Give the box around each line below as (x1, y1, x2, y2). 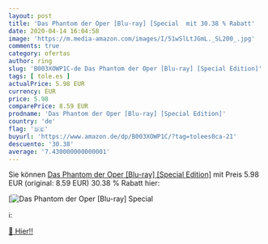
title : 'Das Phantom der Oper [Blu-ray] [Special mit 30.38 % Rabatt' (8, 19, 255, 28)
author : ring (8, 58, 53, 66)
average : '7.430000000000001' (8, 148, 111, 156)
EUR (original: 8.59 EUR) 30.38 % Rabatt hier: (8, 178, 160, 188)
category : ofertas (8, 49, 70, 58)
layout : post (8, 11, 53, 20)
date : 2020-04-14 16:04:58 (8, 27, 100, 35)
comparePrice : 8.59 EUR (8, 102, 89, 110)
